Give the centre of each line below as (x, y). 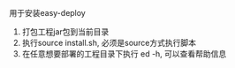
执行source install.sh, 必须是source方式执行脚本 (109, 43)
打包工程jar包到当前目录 (65, 32)
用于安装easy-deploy (47, 13)
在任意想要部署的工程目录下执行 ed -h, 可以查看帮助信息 (124, 54)
